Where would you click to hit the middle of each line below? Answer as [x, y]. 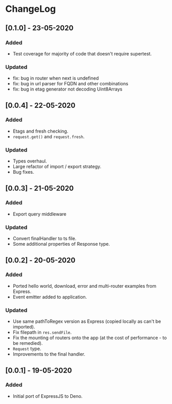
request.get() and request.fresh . [49, 136]
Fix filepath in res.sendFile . [42, 333]
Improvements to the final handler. [49, 354]
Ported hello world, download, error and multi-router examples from [84, 286]
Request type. [27, 349]
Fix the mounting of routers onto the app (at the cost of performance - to [90, 338]
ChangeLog [31, 9]
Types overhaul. [30, 161]
